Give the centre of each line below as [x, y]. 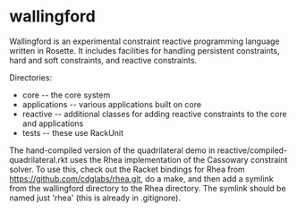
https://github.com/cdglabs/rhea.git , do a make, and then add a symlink [142, 178]
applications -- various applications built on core [112, 104]
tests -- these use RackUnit [72, 132]
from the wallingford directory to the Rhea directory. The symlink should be [148, 188]
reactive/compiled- [252, 150]
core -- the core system [66, 95]
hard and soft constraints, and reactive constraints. [103, 60]
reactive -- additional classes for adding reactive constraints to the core [155, 114]
